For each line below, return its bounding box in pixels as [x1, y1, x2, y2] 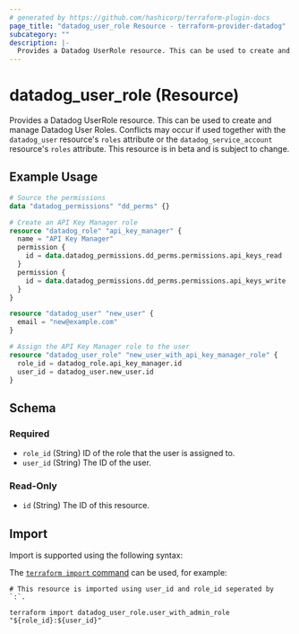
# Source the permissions [9, 193, 106, 202]
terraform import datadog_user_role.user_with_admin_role [9, 608, 230, 618]
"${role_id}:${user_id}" [9, 616, 102, 625]
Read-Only [9, 480, 58, 492]
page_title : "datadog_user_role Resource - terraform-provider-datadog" [9, 22, 286, 31]
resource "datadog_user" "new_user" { [9, 309, 154, 319]
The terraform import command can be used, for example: [9, 568, 227, 578]
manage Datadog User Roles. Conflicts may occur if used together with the [9, 125, 286, 136]
